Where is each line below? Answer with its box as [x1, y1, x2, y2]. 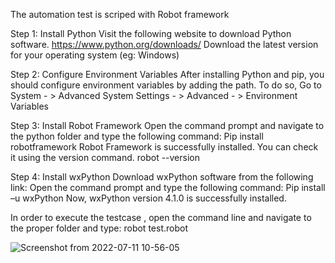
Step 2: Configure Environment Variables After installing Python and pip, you [10, 69, 325, 80]
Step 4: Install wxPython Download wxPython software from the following [10, 171, 314, 183]
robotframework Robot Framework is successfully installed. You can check [10, 141, 319, 153]
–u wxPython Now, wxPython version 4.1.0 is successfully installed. [10, 192, 287, 204]
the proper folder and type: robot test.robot [10, 222, 188, 234]
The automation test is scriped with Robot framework [10, 9, 230, 20]
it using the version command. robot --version [10, 152, 200, 163]
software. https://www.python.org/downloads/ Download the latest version [10, 39, 319, 50]
